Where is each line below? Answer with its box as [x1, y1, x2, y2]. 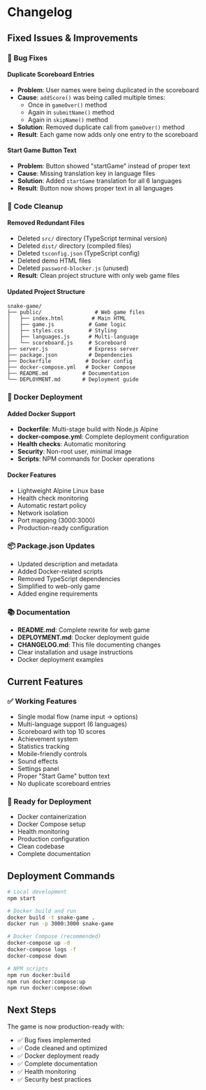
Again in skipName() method [27, 115, 108, 124]
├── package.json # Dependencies [7, 352, 133, 359]
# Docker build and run [7, 907, 77, 915]
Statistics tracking [17, 742, 70, 751]
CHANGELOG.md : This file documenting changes [17, 640, 161, 649]
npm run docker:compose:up [7, 978, 86, 985]
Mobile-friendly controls [17, 749, 87, 758]
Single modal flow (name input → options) [17, 712, 138, 721]
